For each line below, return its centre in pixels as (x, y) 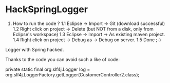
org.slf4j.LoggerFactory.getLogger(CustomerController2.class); (72, 74)
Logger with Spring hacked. (35, 49)
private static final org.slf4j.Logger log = (48, 69)
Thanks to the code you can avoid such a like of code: (62, 59)
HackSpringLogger (47, 9)
